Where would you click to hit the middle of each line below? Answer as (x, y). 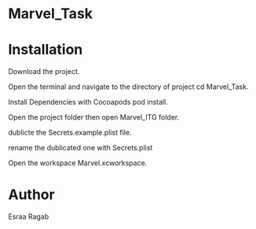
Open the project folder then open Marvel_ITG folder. (94, 117)
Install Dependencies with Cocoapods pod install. (88, 102)
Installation (46, 50)
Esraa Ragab (29, 216)
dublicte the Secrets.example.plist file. (70, 133)
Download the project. (44, 72)
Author (31, 195)
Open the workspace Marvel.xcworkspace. (78, 163)
